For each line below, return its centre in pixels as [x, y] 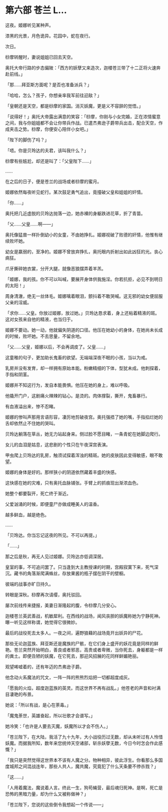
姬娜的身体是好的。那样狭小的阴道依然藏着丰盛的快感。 [62, 472]
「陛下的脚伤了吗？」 [27, 140]
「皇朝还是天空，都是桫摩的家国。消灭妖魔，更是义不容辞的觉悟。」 [74, 106]
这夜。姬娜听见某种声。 [29, 25]
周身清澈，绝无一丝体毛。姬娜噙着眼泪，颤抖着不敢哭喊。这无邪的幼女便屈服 [84, 296]
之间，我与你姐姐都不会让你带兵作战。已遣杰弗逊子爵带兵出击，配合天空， [82, 123]
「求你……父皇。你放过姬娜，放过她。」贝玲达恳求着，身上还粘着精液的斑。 [82, 313]
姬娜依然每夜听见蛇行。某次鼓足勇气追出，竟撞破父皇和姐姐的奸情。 [75, 192]
